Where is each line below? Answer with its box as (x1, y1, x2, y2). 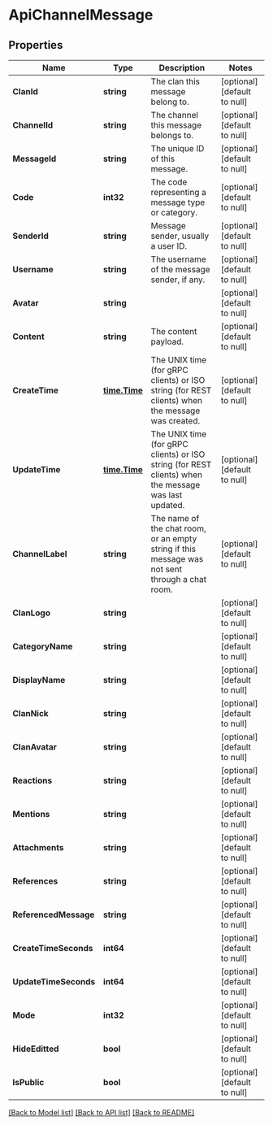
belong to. (150, 96, 189, 107)
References (12, 875, 58, 887)
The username (150, 254, 207, 265)
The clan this (150, 76, 201, 87)
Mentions (12, 809, 50, 819)
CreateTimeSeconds (12, 943, 93, 953)
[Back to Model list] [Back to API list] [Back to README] (8, 1108, 195, 1117)
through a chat (150, 574, 207, 584)
